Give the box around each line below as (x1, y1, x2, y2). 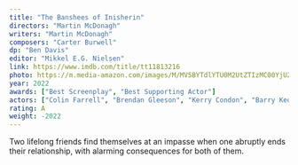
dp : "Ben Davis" (9, 46, 69, 55)
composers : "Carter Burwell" (9, 37, 117, 47)
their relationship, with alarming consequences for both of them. (9, 145, 244, 156)
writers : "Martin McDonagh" (9, 29, 114, 38)
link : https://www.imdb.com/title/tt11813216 (9, 63, 180, 72)
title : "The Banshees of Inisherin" (9, 12, 145, 22)
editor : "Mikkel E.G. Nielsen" (9, 54, 125, 63)
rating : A (9, 104, 46, 113)
